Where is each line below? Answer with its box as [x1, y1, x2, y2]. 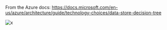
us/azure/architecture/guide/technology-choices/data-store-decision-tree [5, 10, 162, 16]
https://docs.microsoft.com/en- [52, 5, 118, 10]
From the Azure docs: [5, 5, 51, 10]
